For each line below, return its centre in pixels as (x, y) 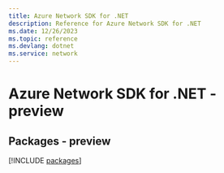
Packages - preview (60, 141)
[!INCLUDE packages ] (45, 160)
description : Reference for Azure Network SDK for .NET (105, 24)
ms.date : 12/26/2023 (43, 31)
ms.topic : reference (43, 39)
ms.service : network (43, 54)
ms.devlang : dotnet (41, 46)
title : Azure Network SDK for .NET (69, 16)
